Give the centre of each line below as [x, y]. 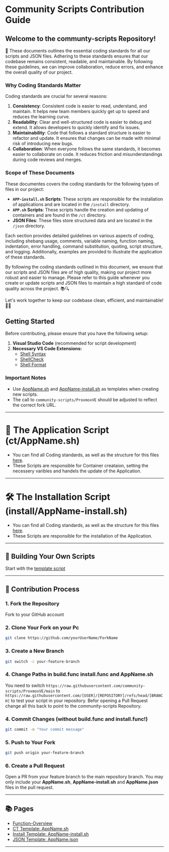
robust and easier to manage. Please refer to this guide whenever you [77, 277]
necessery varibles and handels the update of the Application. [77, 471]
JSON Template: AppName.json [45, 839]
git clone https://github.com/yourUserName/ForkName [62, 638]
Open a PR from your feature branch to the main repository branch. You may [84, 777]
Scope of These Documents [40, 173]
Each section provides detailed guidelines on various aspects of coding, [80, 235]
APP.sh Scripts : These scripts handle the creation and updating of [80, 209]
